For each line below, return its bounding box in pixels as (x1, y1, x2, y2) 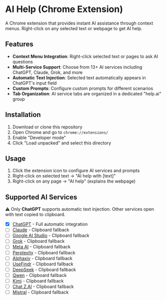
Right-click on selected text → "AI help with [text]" (12, 173, 116, 179)
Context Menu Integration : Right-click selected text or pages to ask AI (12, 53, 158, 59)
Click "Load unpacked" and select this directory (12, 139, 111, 146)
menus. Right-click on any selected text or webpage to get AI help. (5, 25, 142, 31)
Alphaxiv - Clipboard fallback (12, 255, 72, 261)
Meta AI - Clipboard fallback (12, 244, 71, 250)
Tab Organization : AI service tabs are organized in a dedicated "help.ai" (12, 90, 161, 96)
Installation (5, 110, 41, 119)
